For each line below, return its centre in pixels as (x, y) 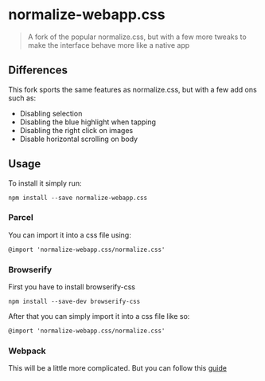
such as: (22, 98)
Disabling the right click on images (76, 130)
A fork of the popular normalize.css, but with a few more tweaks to (137, 37)
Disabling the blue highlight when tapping (88, 122)
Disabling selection (51, 113)
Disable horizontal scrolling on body (78, 139)
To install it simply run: (45, 183)
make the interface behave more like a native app (109, 45)
